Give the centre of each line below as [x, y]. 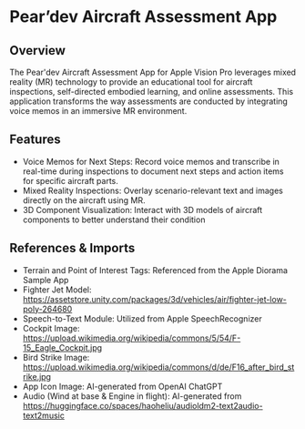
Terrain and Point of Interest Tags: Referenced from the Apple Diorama [155, 270]
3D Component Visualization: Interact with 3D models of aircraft [142, 209]
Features [35, 140]
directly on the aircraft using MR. [84, 200]
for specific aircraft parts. [70, 180]
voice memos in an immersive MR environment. [98, 111]
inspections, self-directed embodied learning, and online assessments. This [152, 92]
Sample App [46, 280]
